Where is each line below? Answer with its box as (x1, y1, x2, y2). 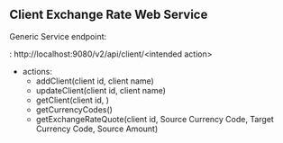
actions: (22, 66, 52, 76)
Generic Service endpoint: (9, 31, 107, 41)
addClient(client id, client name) (35, 76, 155, 86)
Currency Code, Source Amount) (35, 123, 159, 134)
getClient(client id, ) (35, 94, 110, 105)
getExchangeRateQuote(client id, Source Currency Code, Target (35, 113, 275, 124)
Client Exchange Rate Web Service (9, 7, 208, 22)
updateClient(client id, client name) (35, 85, 167, 95)
